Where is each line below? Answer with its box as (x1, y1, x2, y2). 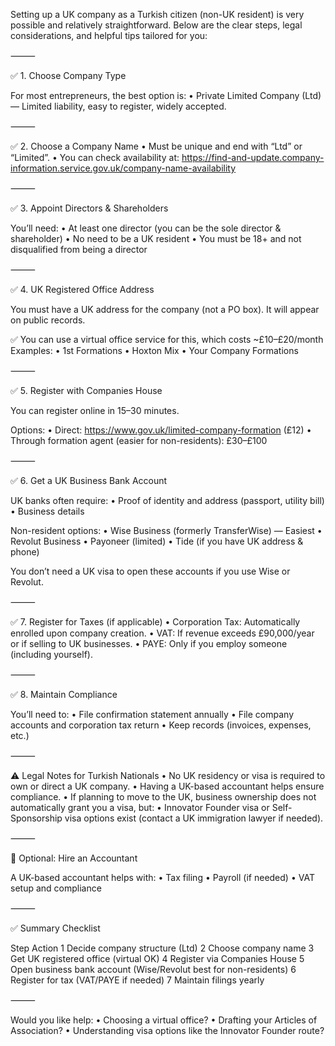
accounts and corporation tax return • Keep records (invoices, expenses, (10, 719, 312, 731)
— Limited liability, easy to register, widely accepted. (10, 100, 227, 112)
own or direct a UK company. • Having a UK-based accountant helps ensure (10, 780, 325, 792)
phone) (10, 546, 40, 558)
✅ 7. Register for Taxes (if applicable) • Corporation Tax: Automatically (10, 616, 301, 628)
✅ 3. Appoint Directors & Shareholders (10, 202, 169, 214)
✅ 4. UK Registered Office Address (10, 284, 155, 295)
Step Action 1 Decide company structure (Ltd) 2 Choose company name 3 (10, 942, 315, 954)
